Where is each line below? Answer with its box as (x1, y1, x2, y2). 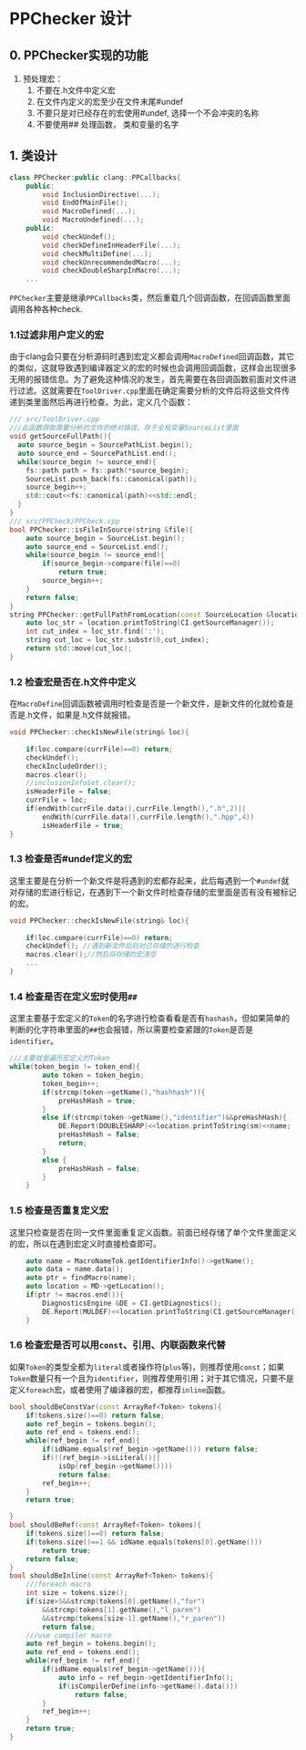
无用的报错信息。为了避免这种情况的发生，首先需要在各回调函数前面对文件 (9, 374, 289, 385)
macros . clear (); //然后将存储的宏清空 (25, 950, 157, 959)
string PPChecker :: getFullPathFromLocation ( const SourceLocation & (9, 610, 271, 619)
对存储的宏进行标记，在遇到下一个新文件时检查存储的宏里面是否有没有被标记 (9, 886, 297, 897)
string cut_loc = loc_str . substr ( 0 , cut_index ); (25, 636, 209, 645)
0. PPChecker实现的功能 (9, 47, 148, 63)
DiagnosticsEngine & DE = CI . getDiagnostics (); (42, 1299, 222, 1308)
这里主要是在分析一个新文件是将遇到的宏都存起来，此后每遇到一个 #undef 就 (9, 875, 290, 885)
